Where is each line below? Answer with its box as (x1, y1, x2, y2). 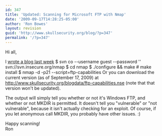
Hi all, (5, 48, 17, 55)
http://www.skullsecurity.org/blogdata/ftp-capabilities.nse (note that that (5, 79, 155, 85)
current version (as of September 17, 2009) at (5, 74, 99, 80)
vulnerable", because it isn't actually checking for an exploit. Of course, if (5, 105, 156, 111)
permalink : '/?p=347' (5, 35, 50, 40)
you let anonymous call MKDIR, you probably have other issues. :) (5, 110, 141, 116)
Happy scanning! (5, 120, 40, 126)
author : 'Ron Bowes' (5, 21, 48, 26)
